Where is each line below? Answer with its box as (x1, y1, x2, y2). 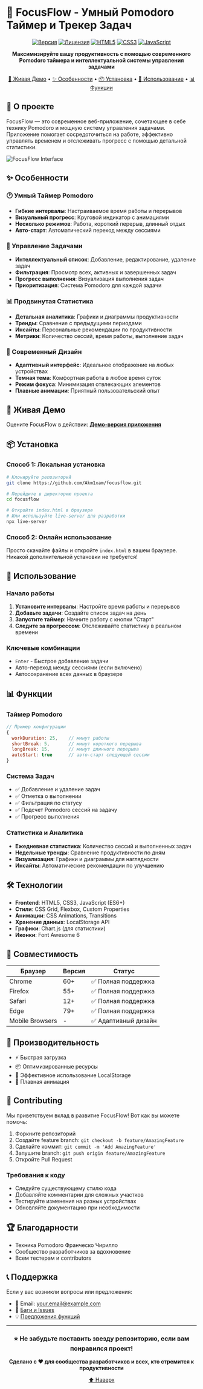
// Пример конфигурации (6, 723, 66, 730)
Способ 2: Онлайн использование (6, 533, 112, 541)
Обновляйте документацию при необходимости (14, 1204, 140, 1211)
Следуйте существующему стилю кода (14, 1185, 117, 1192)
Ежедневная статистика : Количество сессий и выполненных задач (14, 842, 192, 850)
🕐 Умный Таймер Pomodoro (6, 191, 94, 200)
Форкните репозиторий (14, 1130, 76, 1137)
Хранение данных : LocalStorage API (14, 919, 110, 926)
